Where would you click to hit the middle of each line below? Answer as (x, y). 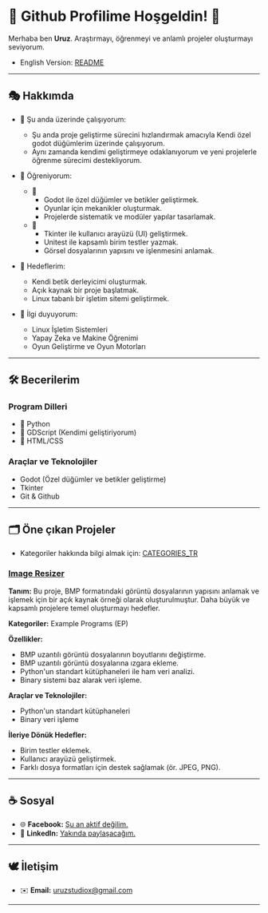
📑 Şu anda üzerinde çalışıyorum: (73, 119)
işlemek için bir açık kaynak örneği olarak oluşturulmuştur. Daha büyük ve (129, 599)
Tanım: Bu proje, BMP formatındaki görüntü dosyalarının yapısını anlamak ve (134, 591)
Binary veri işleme (49, 719)
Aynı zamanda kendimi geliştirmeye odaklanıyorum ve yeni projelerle (144, 152)
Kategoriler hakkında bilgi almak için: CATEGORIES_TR (108, 553)
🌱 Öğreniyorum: (45, 176)
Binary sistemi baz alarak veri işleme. (81, 680)
